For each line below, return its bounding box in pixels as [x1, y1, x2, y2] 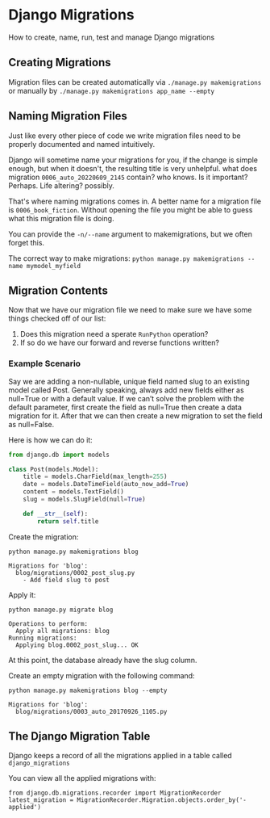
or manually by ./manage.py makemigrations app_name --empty [8, 86, 215, 95]
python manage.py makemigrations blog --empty [8, 686, 168, 694]
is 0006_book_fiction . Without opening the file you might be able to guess [8, 204, 253, 215]
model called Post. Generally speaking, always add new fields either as [8, 385, 244, 395]
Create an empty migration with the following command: [8, 670, 195, 680]
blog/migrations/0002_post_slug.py [15, 568, 135, 577]
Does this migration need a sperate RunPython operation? [19, 329, 209, 339]
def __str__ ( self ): [23, 510, 89, 518]
